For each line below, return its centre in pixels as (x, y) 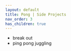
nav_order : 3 (19, 19)
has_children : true (26, 24)
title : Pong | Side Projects (36, 14)
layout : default (22, 10)
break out (22, 38)
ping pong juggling (32, 43)
